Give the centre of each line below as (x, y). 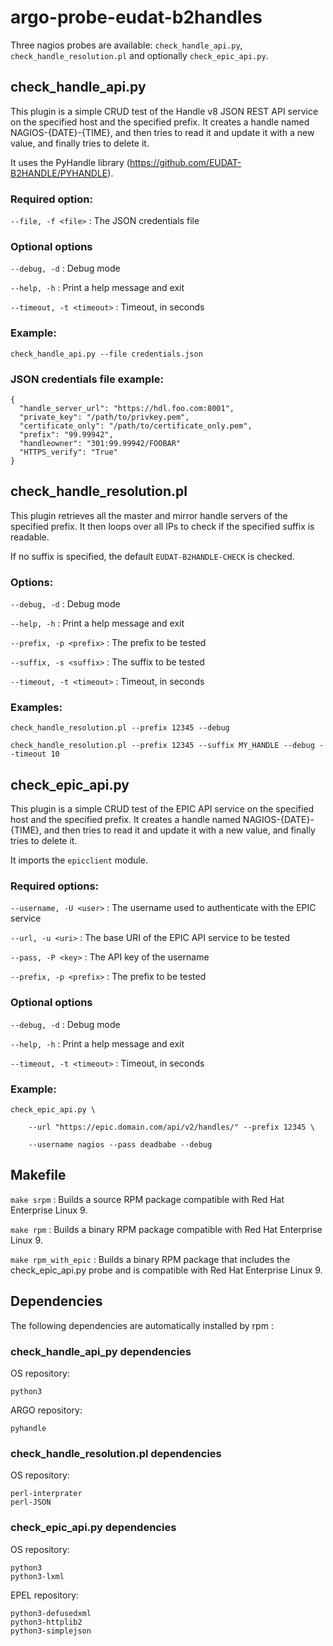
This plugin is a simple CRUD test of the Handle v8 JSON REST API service (164, 111)
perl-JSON (31, 1502)
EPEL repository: (44, 1595)
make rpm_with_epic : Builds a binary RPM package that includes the (150, 1259)
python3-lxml (37, 1576)
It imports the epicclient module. (79, 860)
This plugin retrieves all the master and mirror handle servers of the (149, 515)
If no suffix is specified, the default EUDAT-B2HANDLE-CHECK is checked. (152, 556)
